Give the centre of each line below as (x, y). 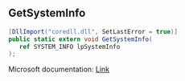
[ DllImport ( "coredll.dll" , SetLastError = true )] (93, 31)
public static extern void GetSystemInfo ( (80, 39)
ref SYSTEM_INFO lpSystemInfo (70, 47)
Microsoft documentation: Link (59, 69)
